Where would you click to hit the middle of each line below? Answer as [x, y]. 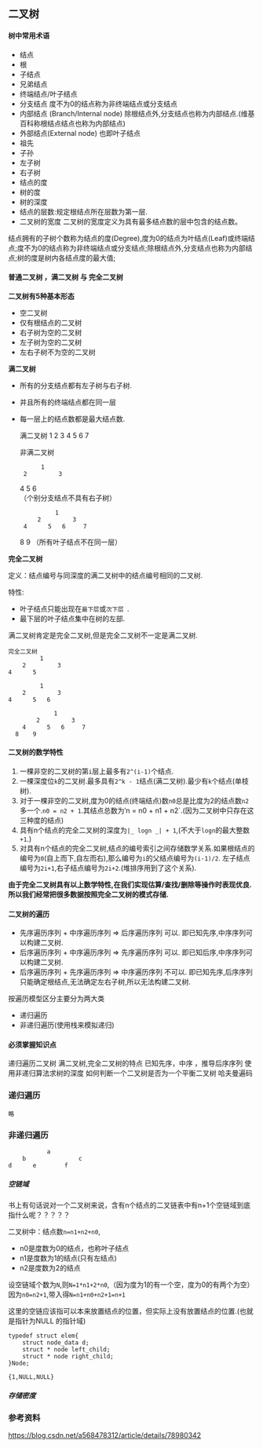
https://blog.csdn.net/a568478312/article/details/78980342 [105, 1435]
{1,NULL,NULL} [31, 1377]
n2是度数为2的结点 [50, 1267]
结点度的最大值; [91, 258]
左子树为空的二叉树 [51, 342]
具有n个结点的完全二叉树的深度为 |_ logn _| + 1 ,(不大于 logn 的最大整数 [135, 830]
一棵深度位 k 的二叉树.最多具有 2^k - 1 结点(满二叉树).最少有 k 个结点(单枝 [134, 781]
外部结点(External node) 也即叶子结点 [80, 133]
